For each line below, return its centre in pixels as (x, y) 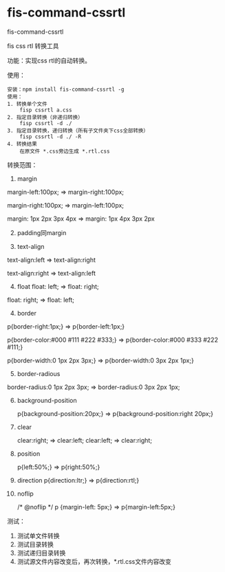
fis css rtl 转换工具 (33, 45)
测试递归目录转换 (41, 553)
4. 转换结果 (22, 144)
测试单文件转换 (38, 536)
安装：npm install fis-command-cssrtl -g (66, 89)
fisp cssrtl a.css (46, 110)
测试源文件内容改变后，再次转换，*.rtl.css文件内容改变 (94, 561)
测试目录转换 (35, 544)
